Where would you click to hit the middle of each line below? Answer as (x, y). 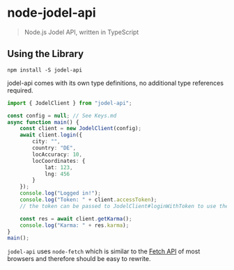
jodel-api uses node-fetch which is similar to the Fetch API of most (104, 251)
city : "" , (46, 142)
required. (20, 90)
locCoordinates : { (59, 161)
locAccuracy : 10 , (57, 154)
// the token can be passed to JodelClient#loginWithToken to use (118, 206)
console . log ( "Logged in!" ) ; (60, 193)
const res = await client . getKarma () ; (76, 219)
